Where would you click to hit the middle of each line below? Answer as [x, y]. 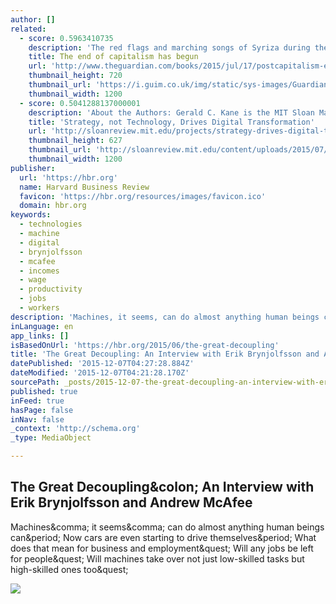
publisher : [33, 168]
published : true [44, 391]
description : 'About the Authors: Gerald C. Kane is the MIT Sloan [171, 112]
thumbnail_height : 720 [75, 76]
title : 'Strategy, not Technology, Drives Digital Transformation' [171, 122]
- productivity [51, 289]
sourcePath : [35, 382]
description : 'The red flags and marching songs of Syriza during [169, 47]
